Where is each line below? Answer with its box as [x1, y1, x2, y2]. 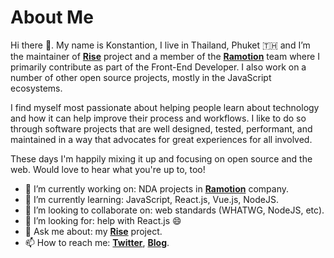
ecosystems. [10, 82, 63, 94]
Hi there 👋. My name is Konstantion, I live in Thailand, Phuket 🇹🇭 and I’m [10, 39, 311, 51]
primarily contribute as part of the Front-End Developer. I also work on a [10, 61, 307, 73]
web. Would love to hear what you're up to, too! [10, 163, 206, 175]
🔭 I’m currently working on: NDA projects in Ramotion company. [24, 182, 289, 195]
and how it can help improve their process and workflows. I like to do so [10, 112, 307, 124]
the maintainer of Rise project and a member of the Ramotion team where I [10, 50, 320, 62]
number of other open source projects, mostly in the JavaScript [10, 71, 272, 83]
